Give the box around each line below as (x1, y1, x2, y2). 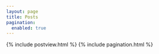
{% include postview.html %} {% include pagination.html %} (6, 41, 153, 48)
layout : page (6, 8, 39, 15)
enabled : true (11, 25, 46, 31)
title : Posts (6, 14, 39, 20)
